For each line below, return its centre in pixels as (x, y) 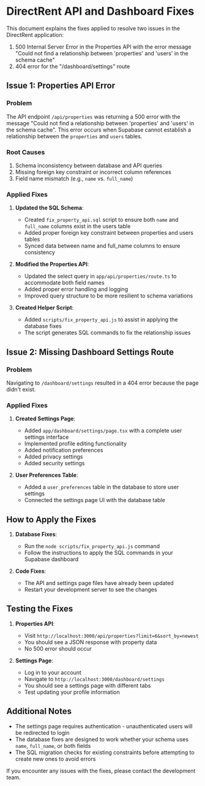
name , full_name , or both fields (53, 745)
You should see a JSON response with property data (91, 642)
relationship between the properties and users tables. (74, 136)
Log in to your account (53, 672)
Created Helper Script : (44, 308)
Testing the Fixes (40, 609)
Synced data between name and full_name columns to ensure (102, 246)
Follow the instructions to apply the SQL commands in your (99, 553)
